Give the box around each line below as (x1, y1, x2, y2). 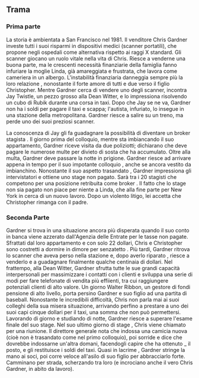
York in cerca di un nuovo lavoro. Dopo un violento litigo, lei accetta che (6, 192, 182, 199)
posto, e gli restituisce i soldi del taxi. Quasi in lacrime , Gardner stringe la (6, 346, 185, 353)
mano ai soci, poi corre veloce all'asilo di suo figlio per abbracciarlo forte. (6, 353, 185, 360)
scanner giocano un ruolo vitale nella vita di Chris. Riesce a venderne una (6, 55, 185, 62)
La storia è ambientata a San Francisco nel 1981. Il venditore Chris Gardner (6, 36, 188, 43)
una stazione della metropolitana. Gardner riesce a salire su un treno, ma (6, 111, 184, 118)
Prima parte (6, 23, 41, 31)
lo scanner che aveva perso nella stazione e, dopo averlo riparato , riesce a (6, 252, 190, 259)
